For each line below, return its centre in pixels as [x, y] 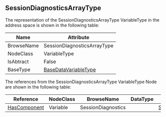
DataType [142, 99]
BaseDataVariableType [70, 69]
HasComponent [26, 107]
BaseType [19, 69]
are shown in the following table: [38, 87]
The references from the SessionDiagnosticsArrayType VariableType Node [81, 82]
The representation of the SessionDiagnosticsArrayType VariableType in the [82, 20]
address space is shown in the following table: [52, 25]
